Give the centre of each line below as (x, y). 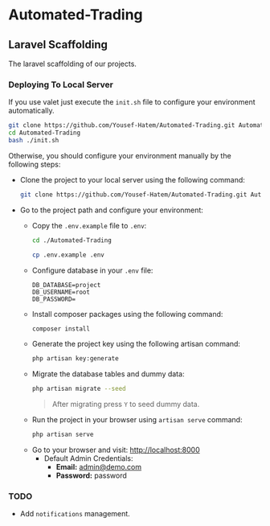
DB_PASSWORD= (54, 299)
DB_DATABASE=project (66, 285)
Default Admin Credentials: (89, 458)
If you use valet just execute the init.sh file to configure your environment (132, 102)
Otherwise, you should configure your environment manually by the (120, 155)
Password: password (91, 475)
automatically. (31, 111)
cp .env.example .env (68, 255)
